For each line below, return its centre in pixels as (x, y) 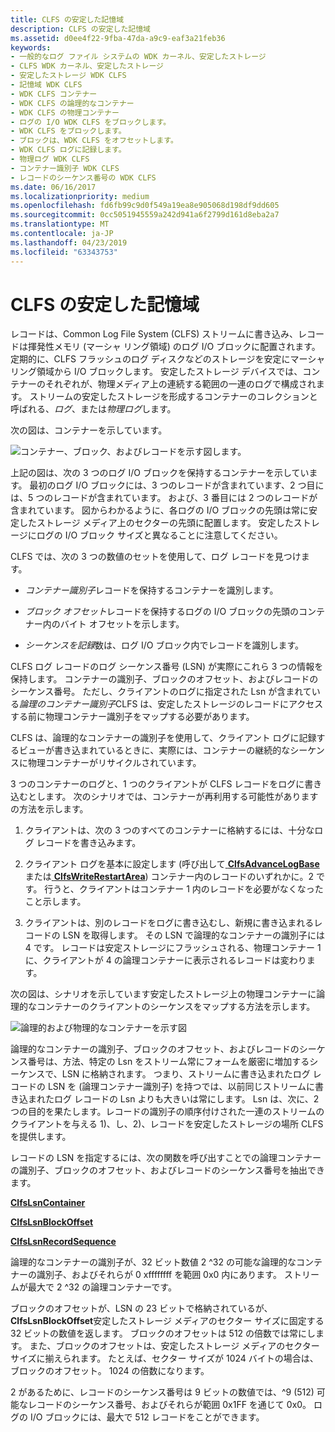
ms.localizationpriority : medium (80, 196)
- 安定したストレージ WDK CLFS (68, 76)
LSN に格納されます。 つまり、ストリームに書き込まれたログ (186, 1074)
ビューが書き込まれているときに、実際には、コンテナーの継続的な (154, 750)
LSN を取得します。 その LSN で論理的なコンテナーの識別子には (193, 935)
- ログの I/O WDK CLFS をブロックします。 (91, 122)
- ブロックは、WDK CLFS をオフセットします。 (94, 141)
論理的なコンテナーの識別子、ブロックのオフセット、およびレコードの (155, 1049)
